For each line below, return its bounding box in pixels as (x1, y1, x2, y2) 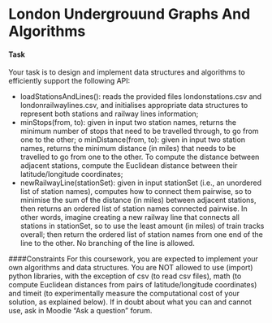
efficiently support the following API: (8, 76, 131, 86)
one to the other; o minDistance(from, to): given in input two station (19, 135, 246, 144)
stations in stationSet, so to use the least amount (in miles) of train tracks (19, 221, 265, 231)
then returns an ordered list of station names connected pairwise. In (19, 204, 248, 213)
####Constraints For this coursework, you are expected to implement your (8, 254, 258, 264)
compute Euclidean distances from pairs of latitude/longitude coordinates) (8, 280, 257, 290)
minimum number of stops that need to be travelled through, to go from (19, 127, 259, 136)
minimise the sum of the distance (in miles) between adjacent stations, (19, 196, 257, 205)
